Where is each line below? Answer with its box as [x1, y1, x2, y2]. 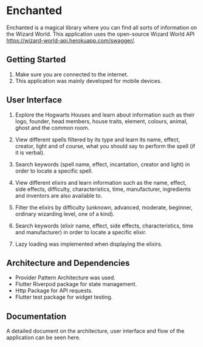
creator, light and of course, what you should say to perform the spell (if [15, 142, 196, 149]
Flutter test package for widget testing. [15, 293, 113, 301]
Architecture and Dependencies [6, 257, 130, 268]
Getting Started [6, 54, 66, 65]
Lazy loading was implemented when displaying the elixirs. [15, 240, 163, 248]
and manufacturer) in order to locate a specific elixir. [15, 228, 147, 235]
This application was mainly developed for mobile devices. [15, 77, 162, 84]
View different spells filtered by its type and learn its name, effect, [15, 135, 181, 143]
